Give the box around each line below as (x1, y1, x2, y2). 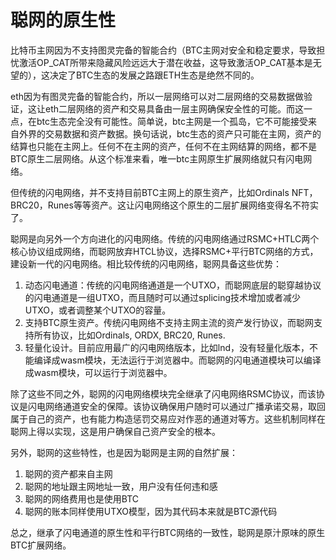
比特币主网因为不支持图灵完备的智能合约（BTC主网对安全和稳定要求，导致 (10, 44, 317, 56)
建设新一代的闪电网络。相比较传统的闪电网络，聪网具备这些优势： (10, 257, 282, 270)
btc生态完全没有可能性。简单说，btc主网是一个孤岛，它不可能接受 (36, 115, 309, 127)
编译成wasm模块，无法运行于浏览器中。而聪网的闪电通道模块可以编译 (33, 354, 322, 366)
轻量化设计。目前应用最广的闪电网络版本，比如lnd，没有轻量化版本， (24, 341, 310, 353)
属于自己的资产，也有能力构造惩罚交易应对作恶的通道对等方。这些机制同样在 (10, 412, 326, 425)
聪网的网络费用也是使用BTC (24, 492, 140, 505)
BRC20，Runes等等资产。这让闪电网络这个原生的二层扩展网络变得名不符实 (10, 199, 319, 211)
